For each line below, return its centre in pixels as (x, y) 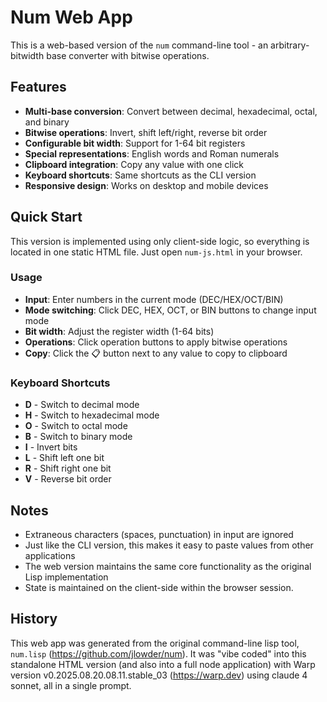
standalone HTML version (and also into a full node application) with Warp (163, 664)
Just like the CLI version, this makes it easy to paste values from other (169, 545)
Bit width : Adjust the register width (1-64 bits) (119, 331)
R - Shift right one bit (68, 468)
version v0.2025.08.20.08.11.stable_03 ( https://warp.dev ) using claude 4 (159, 675)
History (34, 619)
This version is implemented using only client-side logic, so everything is (160, 241)
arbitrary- (290, 45)
